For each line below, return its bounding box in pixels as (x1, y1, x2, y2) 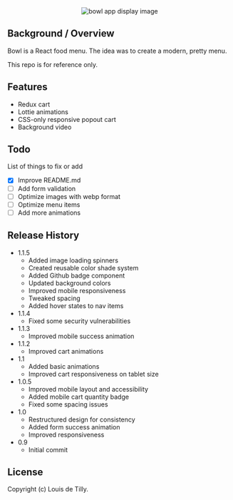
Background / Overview (7, 28, 115, 40)
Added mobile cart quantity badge (28, 392, 130, 401)
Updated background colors (28, 278, 111, 287)
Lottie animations (17, 107, 69, 116)
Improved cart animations (28, 347, 104, 355)
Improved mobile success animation (28, 332, 135, 340)
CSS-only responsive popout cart (17, 115, 116, 123)
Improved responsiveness (28, 430, 105, 439)
